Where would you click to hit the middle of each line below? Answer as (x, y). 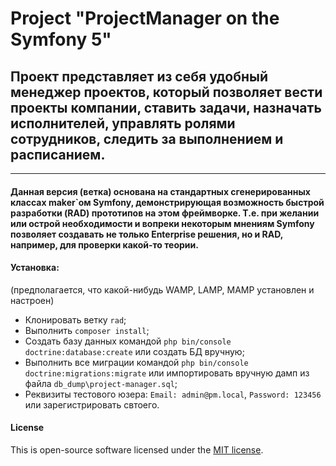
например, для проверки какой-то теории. (104, 244)
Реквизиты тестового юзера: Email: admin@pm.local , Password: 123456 (173, 394)
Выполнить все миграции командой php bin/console (136, 362)
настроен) (32, 300)
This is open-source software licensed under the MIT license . (137, 450)
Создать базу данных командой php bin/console (128, 341)
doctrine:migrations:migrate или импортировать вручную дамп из (167, 373)
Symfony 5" (61, 39)
